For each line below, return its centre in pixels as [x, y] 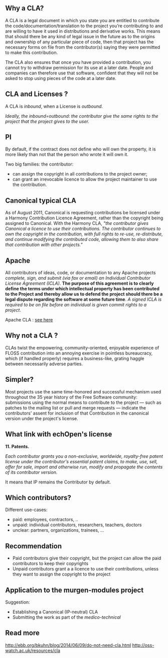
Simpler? [20, 380]
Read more [23, 633]
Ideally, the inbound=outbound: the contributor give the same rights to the [82, 116]
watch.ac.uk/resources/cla [33, 650]
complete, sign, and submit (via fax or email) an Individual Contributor [78, 278]
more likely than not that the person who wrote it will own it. [67, 154]
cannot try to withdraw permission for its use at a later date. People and [79, 67]
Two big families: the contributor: [39, 164]
